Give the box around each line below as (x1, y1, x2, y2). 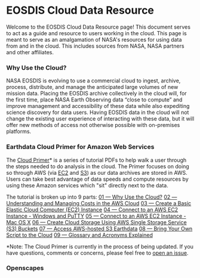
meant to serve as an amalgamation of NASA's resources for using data (6, 36, 182, 43)
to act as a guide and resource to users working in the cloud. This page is (6, 29, 187, 36)
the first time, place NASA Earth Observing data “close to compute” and (6, 96, 183, 103)
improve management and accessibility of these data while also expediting (6, 103, 190, 110)
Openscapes (6, 264, 44, 272)
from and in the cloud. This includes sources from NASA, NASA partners (6, 42, 184, 50)
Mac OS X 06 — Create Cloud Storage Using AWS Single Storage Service (6, 218, 187, 226)
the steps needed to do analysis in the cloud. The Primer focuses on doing (6, 162, 189, 170)
